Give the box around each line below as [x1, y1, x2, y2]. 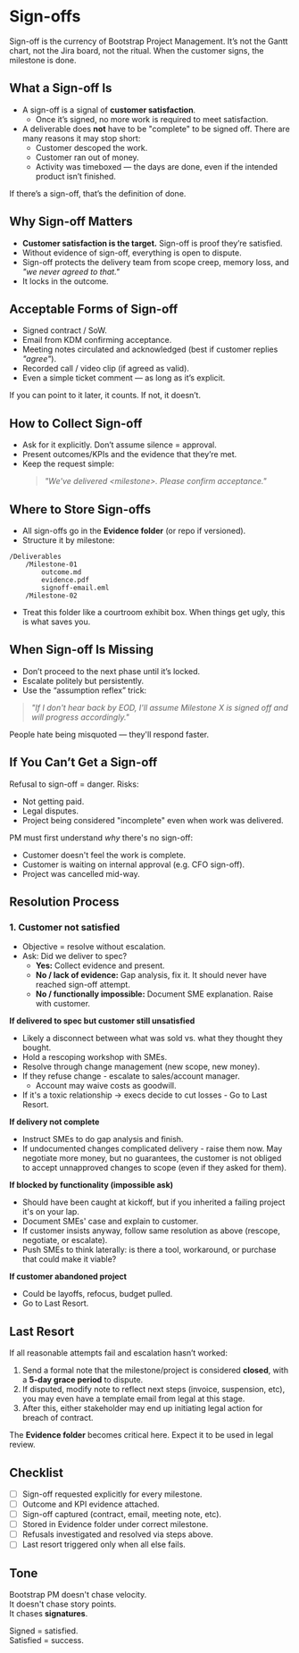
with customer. [35, 998, 91, 1009]
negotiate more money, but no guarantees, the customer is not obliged [21, 1153, 282, 1164]
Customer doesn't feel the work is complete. [21, 849, 186, 860]
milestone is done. [9, 54, 77, 65]
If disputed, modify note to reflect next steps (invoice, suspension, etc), [21, 1384, 286, 1395]
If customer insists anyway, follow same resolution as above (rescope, [21, 1225, 281, 1236]
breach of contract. [21, 1413, 94, 1423]
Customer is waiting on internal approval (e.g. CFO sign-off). [21, 859, 245, 870]
